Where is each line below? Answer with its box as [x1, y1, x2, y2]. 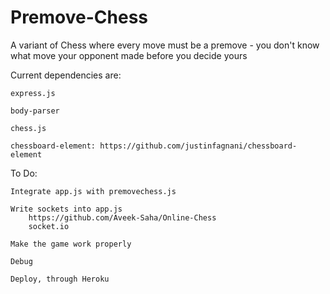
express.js [10, 88, 56, 98]
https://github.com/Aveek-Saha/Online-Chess [28, 212, 217, 223]
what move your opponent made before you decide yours [10, 49, 248, 61]
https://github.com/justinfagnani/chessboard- [99, 141, 298, 151]
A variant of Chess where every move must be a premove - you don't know [10, 39, 320, 51]
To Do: [10, 167, 38, 179]
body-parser [10, 106, 60, 116]
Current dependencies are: [10, 69, 122, 81]
